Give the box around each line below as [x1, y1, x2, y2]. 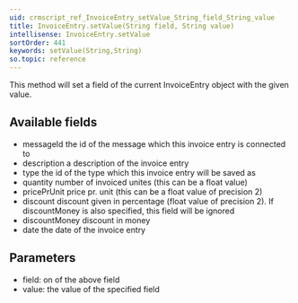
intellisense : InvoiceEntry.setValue [9, 30, 151, 39]
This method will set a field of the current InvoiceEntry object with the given [9, 80, 290, 90]
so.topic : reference [9, 55, 87, 64]
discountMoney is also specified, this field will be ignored [22, 205, 235, 216]
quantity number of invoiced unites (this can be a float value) [22, 177, 249, 187]
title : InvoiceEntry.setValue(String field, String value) [9, 22, 235, 30]
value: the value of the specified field [22, 283, 160, 294]
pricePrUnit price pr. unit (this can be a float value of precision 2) [22, 186, 263, 197]
